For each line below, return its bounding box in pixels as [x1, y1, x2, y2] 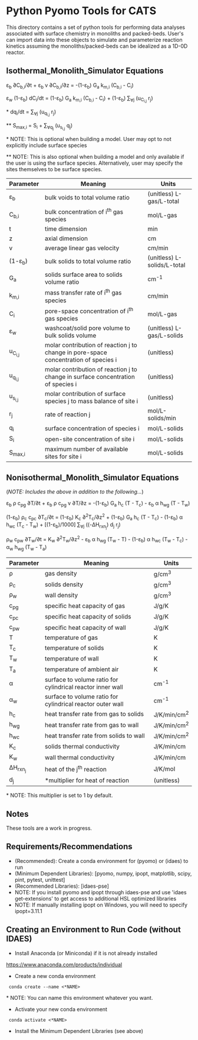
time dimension [44, 225, 87, 233]
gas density [44, 570, 77, 578]
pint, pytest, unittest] [14, 876, 65, 883]
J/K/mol [153, 764, 176, 773]
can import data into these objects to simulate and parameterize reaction [6, 36, 183, 43]
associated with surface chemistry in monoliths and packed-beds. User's [6, 30, 184, 37]
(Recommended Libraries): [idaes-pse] [14, 882, 109, 889]
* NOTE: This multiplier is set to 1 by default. [6, 792, 113, 799]
